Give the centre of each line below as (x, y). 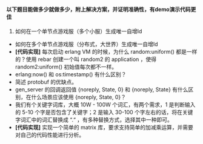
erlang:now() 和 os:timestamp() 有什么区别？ (71, 74)
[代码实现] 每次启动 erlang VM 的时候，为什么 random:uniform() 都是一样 (106, 52)
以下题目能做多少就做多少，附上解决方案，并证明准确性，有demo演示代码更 (101, 9)
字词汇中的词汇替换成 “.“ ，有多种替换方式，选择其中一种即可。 (94, 120)
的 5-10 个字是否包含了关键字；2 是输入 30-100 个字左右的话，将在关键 (104, 113)
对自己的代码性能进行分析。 (50, 135)
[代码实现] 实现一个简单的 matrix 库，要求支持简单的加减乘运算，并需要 (104, 128)
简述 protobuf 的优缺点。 (46, 82)
